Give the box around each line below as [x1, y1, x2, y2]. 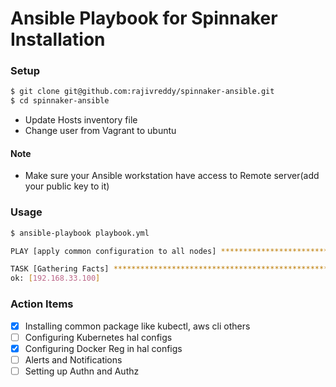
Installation [10, 28, 106, 51]
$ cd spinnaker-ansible [10, 96, 110, 106]
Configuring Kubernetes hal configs [24, 331, 173, 343]
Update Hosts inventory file [24, 114, 138, 126]
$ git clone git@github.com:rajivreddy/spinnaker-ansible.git [10, 87, 275, 97]
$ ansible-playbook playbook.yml [10, 228, 150, 238]
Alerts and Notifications [24, 353, 123, 366]
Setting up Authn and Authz [24, 365, 140, 377]
